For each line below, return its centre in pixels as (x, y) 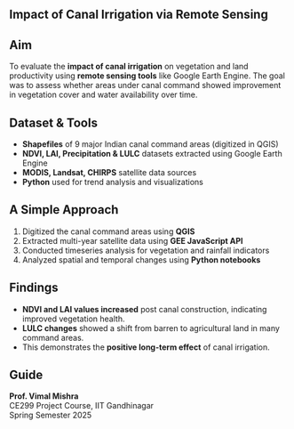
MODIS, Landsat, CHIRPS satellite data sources (109, 173)
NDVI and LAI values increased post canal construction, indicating (144, 309)
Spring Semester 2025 (51, 415)
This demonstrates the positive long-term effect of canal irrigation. (146, 347)
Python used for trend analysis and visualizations (113, 182)
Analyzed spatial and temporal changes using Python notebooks (141, 259)
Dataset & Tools (53, 122)
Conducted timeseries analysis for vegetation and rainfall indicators (146, 250)
